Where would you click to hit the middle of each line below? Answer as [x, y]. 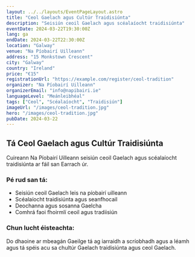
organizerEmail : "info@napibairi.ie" [54, 91]
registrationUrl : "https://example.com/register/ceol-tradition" [90, 79]
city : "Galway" [25, 62]
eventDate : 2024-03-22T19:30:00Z [48, 29]
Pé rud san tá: [27, 180]
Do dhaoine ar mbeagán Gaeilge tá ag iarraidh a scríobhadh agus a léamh [98, 241]
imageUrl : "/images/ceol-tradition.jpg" [58, 107]
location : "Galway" [31, 46]
